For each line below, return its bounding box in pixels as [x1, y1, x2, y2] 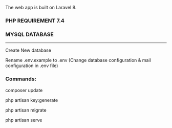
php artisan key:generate [5, 97, 58, 103]
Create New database [5, 47, 51, 53]
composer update [5, 87, 43, 93]
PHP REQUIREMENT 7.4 [5, 17, 65, 24]
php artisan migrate [5, 107, 47, 113]
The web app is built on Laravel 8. [5, 5, 77, 10]
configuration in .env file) [5, 62, 58, 69]
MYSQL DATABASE [5, 31, 54, 38]
